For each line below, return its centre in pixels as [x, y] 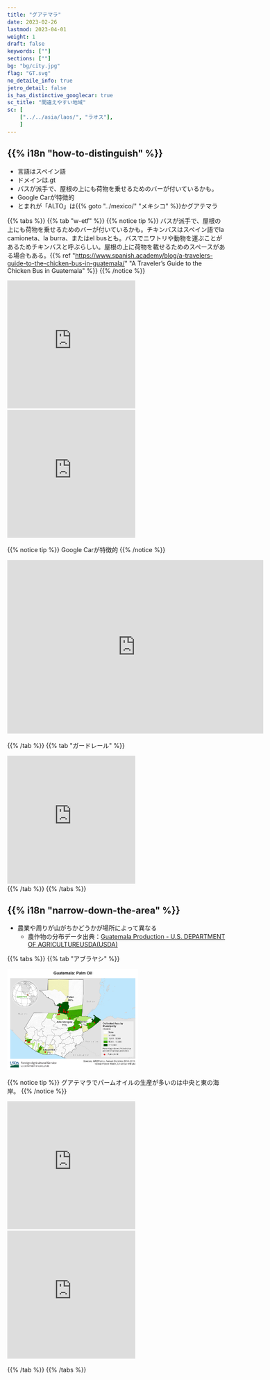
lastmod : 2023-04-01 [37, 29]
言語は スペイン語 [41, 171]
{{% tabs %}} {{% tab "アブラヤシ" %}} [64, 959]
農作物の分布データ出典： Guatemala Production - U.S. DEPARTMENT [126, 937]
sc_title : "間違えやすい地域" [47, 103]
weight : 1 [22, 37]
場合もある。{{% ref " [44, 255]
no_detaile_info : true [40, 81]
